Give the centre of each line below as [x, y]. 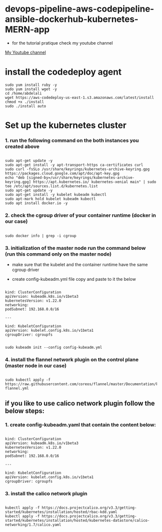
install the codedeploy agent [63, 72]
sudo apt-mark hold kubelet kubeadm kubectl [50, 199]
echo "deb [15, 178]
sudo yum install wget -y [31, 89]
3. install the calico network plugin [46, 493]
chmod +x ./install [25, 102]
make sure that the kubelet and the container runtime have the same [80, 264]
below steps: [25, 411]
